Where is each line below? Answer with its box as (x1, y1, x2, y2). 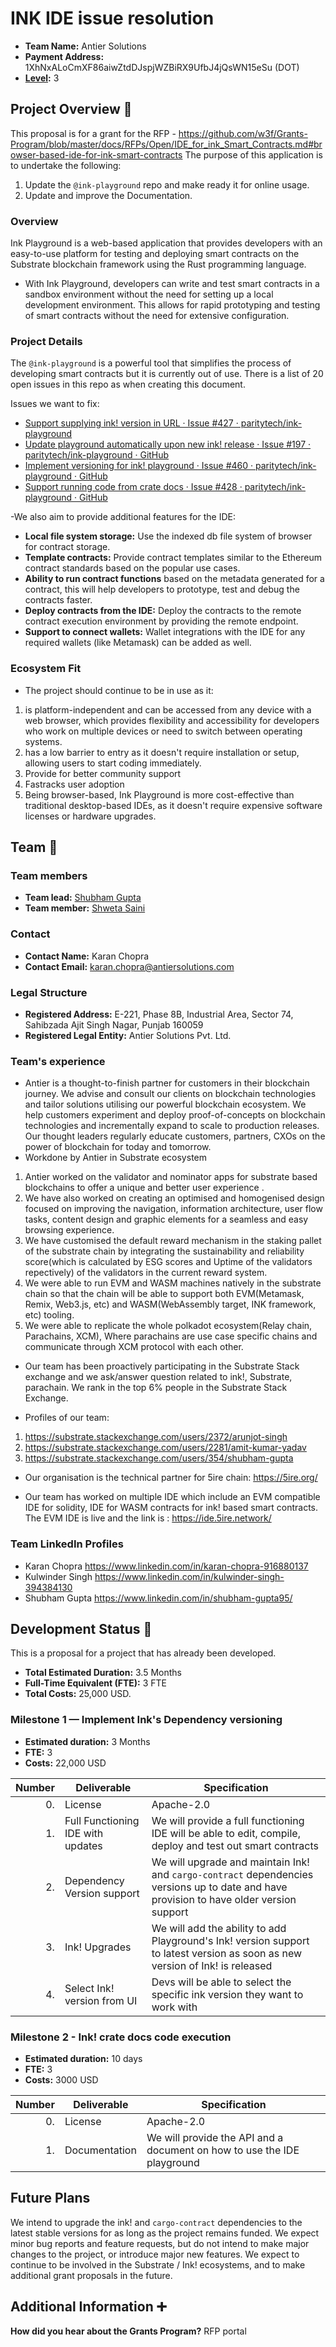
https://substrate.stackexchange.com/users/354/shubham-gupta (24, 1452, 294, 1464)
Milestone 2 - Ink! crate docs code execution (10, 2030, 232, 2044)
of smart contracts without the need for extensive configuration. (24, 310, 290, 322)
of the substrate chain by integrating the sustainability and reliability (24, 1245, 305, 1257)
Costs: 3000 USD (24, 2073, 99, 2086)
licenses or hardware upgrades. (24, 810, 157, 822)
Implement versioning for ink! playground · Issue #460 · (24, 460, 254, 472)
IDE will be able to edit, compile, (151, 1826, 301, 1840)
